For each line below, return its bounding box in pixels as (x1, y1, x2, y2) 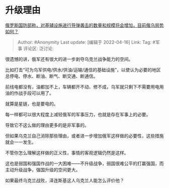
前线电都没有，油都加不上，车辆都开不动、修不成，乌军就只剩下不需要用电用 (5, 83, 164, 89)
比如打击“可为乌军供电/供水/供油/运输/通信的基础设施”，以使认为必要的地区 (5, 66, 161, 73)
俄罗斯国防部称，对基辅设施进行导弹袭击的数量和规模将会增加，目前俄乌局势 (5, 22, 164, 28)
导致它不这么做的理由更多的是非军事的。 (5, 122, 89, 128)
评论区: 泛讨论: (23, 45, 54, 51)
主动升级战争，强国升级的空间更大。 (5, 166, 80, 172)
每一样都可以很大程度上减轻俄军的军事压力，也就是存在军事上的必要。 (5, 111, 151, 117)
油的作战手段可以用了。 (5, 90, 54, 96)
